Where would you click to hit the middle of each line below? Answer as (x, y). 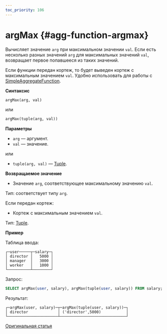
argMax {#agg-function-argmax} (77, 35)
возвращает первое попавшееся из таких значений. (62, 60)
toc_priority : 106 (25, 10)
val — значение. (31, 144)
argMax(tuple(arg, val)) (32, 119)
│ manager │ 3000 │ (29, 261)
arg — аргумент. (30, 138)
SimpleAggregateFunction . (33, 81)
